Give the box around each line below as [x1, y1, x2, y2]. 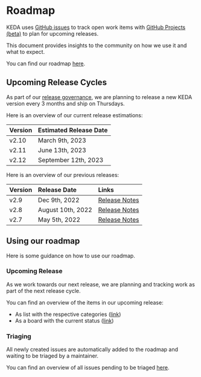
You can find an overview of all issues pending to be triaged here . [6, 364, 170, 372]
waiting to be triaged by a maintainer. [6, 352, 98, 359]
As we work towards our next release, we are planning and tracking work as [6, 280, 195, 288]
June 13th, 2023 [38, 146, 86, 154]
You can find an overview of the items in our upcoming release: [6, 298, 164, 306]
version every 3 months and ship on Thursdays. [6, 100, 125, 107]
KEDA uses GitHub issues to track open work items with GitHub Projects [6, 24, 186, 31]
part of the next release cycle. [6, 287, 81, 294]
